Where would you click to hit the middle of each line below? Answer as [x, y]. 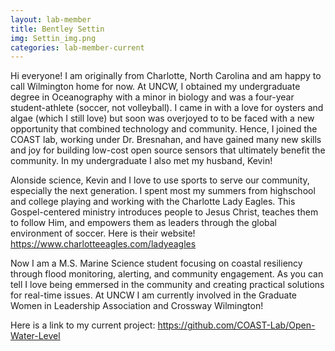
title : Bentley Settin [57, 29]
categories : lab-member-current [77, 47]
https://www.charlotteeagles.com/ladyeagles [103, 244]
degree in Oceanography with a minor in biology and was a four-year [152, 97]
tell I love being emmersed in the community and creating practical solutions [167, 285]
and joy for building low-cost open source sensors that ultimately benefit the [168, 150]
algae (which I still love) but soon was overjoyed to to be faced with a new [162, 118]
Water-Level [35, 336]
